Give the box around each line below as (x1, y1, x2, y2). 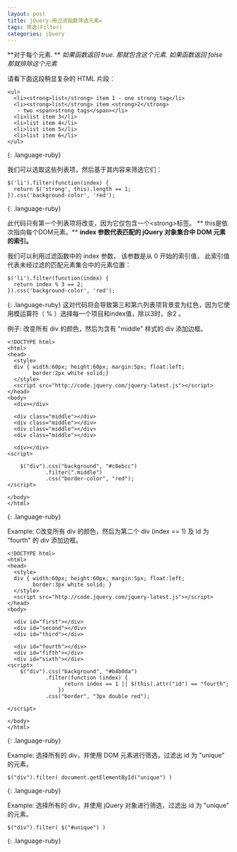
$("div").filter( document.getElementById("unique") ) (7, 774, 173, 781)
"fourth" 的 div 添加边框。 (7, 536, 83, 545)
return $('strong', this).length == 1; (13, 186, 132, 193)
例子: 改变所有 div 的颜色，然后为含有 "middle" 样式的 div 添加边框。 (7, 324, 207, 333)
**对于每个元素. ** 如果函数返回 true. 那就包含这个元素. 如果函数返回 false (7, 50, 223, 59)
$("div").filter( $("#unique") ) (7, 824, 106, 831)
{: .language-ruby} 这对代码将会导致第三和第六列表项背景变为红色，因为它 (7, 301, 224, 309)
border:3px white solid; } (33, 581, 112, 589)
